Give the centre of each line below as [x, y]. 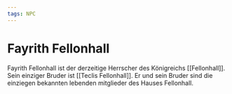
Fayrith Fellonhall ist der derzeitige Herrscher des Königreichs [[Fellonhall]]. [116, 68]
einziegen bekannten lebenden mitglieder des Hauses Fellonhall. [101, 83]
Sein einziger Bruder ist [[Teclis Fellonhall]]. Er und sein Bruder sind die [110, 75]
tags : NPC [22, 14]
